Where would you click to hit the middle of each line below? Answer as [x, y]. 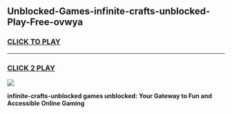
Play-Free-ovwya [45, 22]
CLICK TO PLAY [34, 42]
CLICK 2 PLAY [31, 68]
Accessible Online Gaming [46, 103]
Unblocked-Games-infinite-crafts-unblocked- [109, 11]
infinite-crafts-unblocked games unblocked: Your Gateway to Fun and [110, 95]
